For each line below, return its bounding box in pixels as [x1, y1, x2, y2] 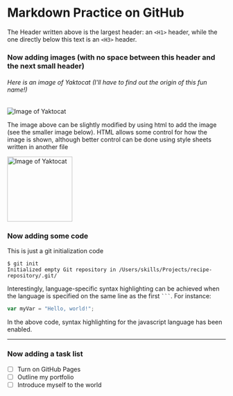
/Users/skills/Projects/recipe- [119, 266, 213, 273]
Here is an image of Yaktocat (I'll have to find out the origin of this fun [7, 78, 207, 87]
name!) [7, 85, 28, 94]
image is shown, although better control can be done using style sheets [7, 135, 212, 144]
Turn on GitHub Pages [17, 365, 81, 373]
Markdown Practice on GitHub [7, 5, 184, 21]
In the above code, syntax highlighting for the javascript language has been [7, 318, 223, 327]
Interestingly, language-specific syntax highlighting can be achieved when [7, 284, 220, 293]
